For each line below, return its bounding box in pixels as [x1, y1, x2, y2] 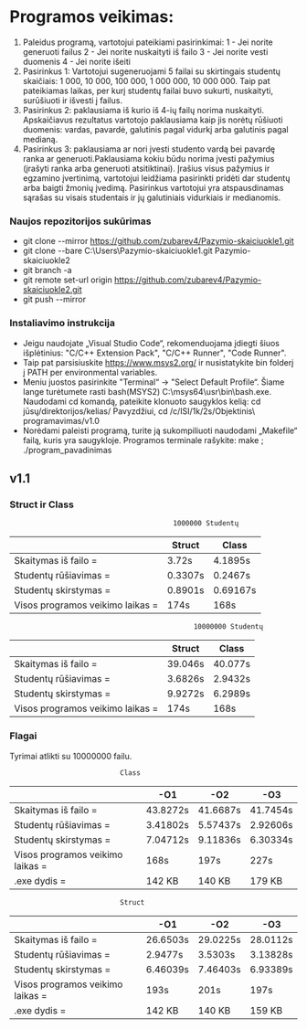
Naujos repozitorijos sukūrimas [9, 215, 152, 228]
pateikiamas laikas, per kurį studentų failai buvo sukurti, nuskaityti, [22, 85, 274, 96]
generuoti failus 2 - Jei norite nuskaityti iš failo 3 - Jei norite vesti [22, 46, 269, 57]
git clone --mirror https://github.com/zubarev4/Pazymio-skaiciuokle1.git [22, 236, 294, 247]
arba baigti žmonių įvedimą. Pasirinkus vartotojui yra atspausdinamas [22, 182, 284, 193]
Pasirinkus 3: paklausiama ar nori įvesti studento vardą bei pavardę [22, 143, 276, 154]
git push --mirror [22, 294, 87, 305]
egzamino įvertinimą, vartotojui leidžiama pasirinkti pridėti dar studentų [22, 172, 291, 184]
